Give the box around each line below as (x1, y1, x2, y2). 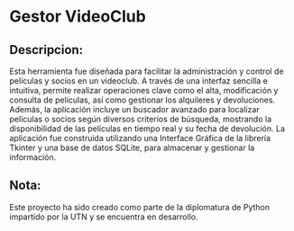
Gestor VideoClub (9, 6, 146, 27)
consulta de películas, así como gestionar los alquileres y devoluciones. (9, 94, 276, 105)
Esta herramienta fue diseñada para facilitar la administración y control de (9, 66, 284, 76)
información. (9, 152, 57, 163)
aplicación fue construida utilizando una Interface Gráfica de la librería (9, 133, 271, 143)
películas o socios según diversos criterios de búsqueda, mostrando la (9, 114, 272, 124)
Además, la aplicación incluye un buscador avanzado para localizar (9, 104, 260, 114)
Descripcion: (9, 42, 84, 58)
